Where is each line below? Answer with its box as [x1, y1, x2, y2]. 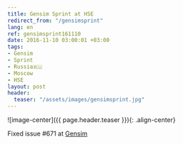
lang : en [7, 23, 33, 31]
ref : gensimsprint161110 [7, 30, 81, 38]
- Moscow [7, 70, 33, 77]
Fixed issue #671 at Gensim [7, 129, 88, 138]
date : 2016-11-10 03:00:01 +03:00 [7, 37, 110, 44]
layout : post [7, 83, 46, 90]
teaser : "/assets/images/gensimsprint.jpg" [14, 96, 145, 104]
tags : [7, 43, 23, 50]
